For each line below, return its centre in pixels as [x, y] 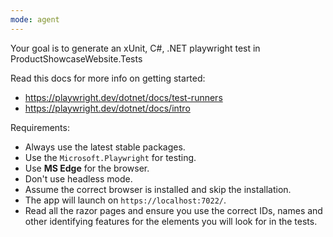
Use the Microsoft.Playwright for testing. [110, 157]
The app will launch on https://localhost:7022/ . [125, 200]
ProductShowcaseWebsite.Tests [76, 58]
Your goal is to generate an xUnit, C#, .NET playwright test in [135, 48]
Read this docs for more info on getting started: [108, 78]
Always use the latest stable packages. [105, 147]
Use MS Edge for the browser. [87, 168]
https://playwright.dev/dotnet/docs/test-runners [123, 97]
